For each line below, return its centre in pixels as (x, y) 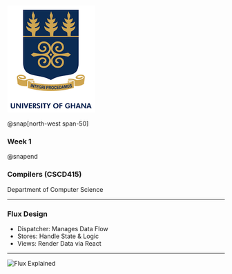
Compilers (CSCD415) (45, 175)
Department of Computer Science (55, 189)
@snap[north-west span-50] (48, 124)
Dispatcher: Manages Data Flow (62, 228)
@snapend (22, 157)
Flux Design (28, 214)
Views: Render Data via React (59, 243)
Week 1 (20, 141)
